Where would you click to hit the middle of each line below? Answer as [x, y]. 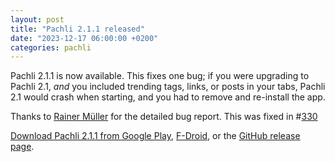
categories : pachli [51, 47]
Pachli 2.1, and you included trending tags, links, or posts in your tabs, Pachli [168, 87]
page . [22, 147]
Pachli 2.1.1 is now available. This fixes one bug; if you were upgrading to [160, 76]
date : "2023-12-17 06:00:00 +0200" [84, 38]
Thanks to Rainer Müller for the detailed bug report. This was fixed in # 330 [164, 117]
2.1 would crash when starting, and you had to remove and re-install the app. [168, 97]
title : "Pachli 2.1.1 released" [77, 29]
